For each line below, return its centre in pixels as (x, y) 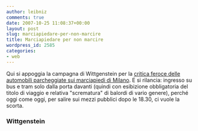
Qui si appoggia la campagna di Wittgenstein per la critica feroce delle (93, 73)
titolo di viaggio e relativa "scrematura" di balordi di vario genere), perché (97, 93)
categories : (21, 51)
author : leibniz (26, 12)
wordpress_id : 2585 (31, 46)
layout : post (23, 29)
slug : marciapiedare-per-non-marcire (54, 34)
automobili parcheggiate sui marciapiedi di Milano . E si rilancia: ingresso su (99, 80)
